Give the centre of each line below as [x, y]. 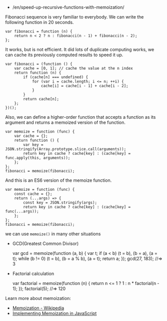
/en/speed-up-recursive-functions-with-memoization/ [68, 7]
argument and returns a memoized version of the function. [65, 122]
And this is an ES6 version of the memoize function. [58, 180]
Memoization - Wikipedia [38, 308]
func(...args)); [22, 211]
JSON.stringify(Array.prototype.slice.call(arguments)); [66, 149]
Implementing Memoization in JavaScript [54, 313]
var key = [33, 145]
